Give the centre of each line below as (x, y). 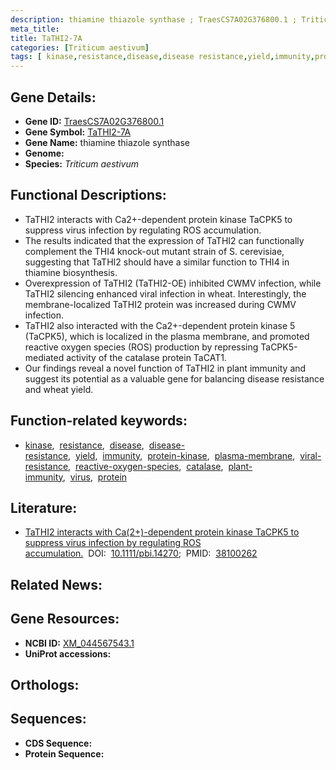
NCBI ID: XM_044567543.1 (79, 643)
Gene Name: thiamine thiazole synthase (107, 142)
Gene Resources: (65, 619)
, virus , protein (95, 477)
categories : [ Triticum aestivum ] (80, 47)
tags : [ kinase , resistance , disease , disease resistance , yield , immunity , (162, 57)
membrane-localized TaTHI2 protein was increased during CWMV (160, 304)
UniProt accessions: (68, 653)
